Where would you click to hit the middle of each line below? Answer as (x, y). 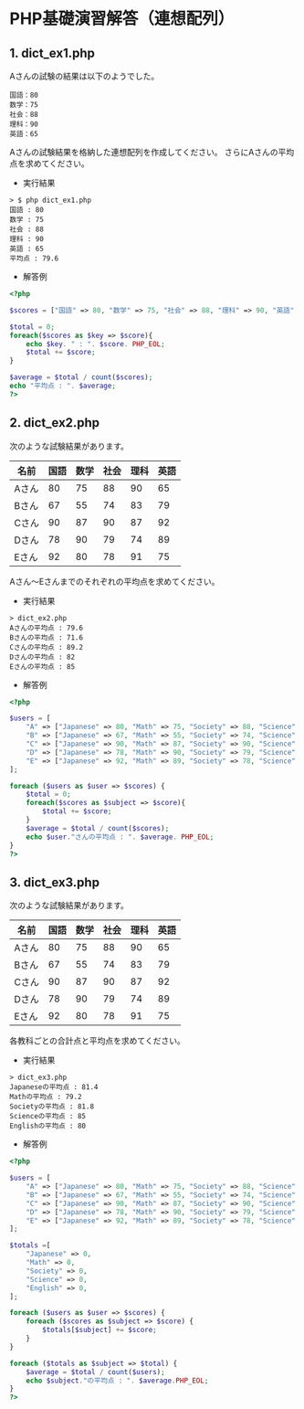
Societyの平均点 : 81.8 (52, 1107)
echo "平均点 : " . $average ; (63, 386)
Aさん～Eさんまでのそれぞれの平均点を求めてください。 (115, 581)
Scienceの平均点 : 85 (48, 1117)
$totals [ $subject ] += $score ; (100, 1330)
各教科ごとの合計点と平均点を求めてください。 (97, 1041)
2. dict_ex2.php (55, 423)
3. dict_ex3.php (55, 882)
